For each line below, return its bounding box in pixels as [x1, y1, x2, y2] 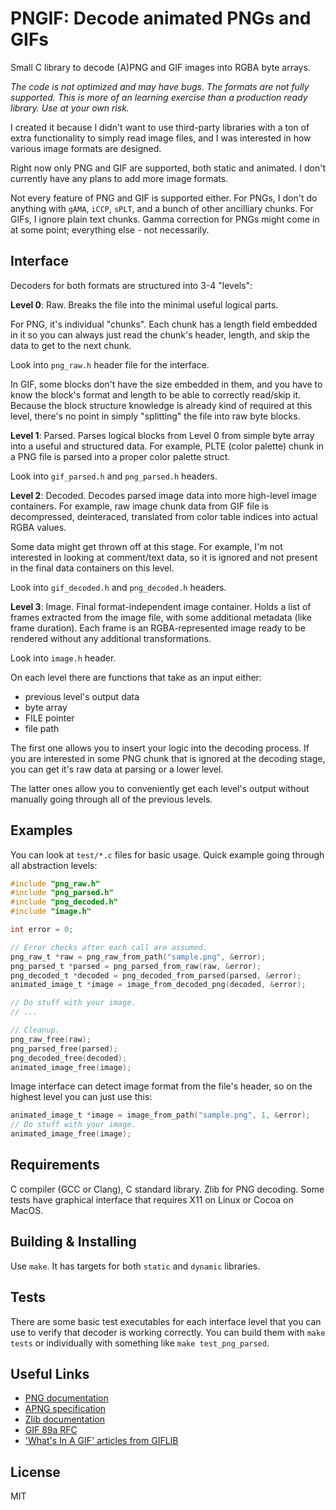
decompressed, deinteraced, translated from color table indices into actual [10, 510, 318, 522]
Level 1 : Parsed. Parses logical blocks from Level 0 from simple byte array [10, 429, 315, 441]
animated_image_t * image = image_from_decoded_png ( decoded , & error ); [10, 980, 307, 990]
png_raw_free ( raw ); [10, 1034, 92, 1044]
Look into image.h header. [10, 652, 117, 664]
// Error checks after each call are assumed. [10, 942, 208, 952]
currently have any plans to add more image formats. [10, 172, 229, 184]
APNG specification [24, 1403, 107, 1415]
